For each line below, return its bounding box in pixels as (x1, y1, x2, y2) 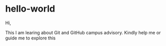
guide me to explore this (5, 35, 56, 41)
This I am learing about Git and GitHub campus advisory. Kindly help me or (5, 29, 161, 35)
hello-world (5, 3, 56, 15)
